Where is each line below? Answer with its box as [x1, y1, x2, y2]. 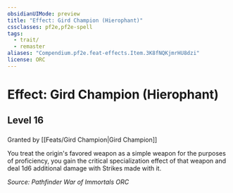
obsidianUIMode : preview [7, 10, 80, 18]
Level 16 [7, 114, 44, 127]
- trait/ [13, 37, 39, 44]
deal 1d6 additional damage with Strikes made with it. [7, 164, 162, 173]
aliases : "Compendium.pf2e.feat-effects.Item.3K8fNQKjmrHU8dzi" [7, 50, 200, 57]
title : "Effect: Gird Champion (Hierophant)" [7, 17, 143, 24]
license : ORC [7, 56, 46, 63]
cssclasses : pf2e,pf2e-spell [7, 23, 93, 30]
